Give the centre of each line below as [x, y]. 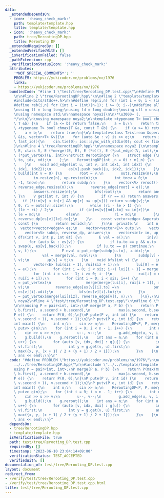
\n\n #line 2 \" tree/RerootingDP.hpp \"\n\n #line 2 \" [69, 96]
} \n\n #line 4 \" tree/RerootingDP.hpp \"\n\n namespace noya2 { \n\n [82, 146]
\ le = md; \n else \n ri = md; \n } [85, 214]
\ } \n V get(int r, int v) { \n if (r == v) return [77, 196]
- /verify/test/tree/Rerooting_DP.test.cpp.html [55, 483]
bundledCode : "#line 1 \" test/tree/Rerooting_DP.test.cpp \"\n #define [82, 92]
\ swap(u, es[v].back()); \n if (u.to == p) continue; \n [84, 246]
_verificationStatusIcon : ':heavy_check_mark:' [59, 64]
